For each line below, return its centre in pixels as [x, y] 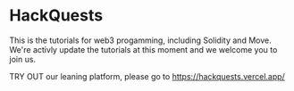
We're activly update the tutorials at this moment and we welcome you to [143, 49]
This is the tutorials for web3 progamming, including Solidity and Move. [140, 40]
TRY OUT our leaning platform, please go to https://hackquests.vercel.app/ [147, 76]
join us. [23, 59]
